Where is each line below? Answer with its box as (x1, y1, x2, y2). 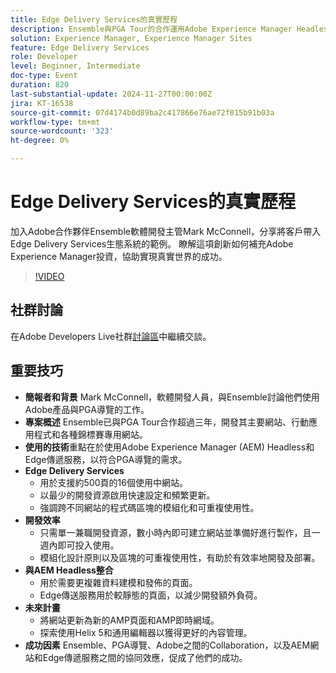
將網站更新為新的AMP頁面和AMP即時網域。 (39, 614, 220, 626)
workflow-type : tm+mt (10, 117, 101, 127)
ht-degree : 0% (10, 136, 70, 146)
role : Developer (10, 52, 78, 62)
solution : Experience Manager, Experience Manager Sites (10, 33, 253, 43)
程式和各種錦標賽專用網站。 (33, 428, 148, 440)
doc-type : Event (10, 71, 78, 81)
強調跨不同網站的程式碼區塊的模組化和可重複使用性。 (39, 501, 260, 513)
